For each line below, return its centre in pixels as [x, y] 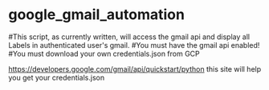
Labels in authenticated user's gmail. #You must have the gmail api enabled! [134, 45]
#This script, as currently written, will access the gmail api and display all [129, 37]
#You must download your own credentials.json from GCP [104, 53]
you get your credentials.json [57, 77]
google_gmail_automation [96, 15]
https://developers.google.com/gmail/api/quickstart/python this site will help [135, 68]
